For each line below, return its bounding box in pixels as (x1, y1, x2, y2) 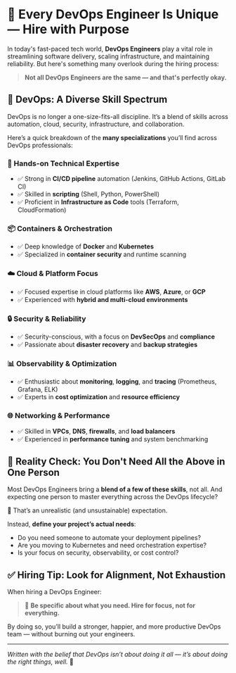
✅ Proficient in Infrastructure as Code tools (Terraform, (17, 198, 179, 206)
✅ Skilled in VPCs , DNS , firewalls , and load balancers (17, 427, 176, 435)
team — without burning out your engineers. (7, 630, 136, 639)
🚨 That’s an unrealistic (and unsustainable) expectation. (7, 506, 168, 515)
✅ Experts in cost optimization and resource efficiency (17, 393, 181, 401)
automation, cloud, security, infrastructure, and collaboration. (7, 120, 185, 128)
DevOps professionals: (7, 141, 73, 149)
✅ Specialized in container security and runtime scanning (17, 250, 187, 259)
